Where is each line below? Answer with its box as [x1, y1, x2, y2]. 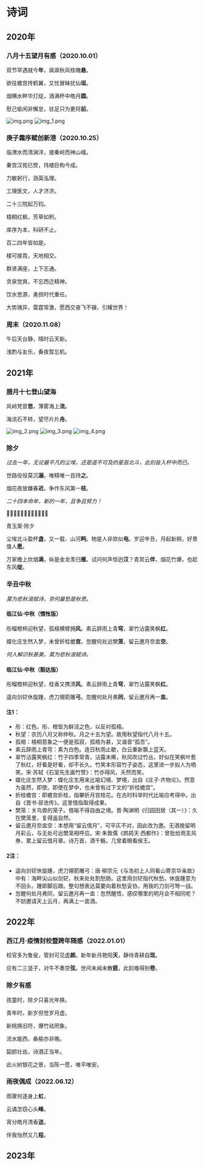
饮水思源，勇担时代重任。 [6, 291, 70, 298]
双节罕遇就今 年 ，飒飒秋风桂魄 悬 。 [6, 66, 92, 74]
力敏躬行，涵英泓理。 [6, 175, 59, 182]
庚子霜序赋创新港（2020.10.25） [6, 133, 103, 142]
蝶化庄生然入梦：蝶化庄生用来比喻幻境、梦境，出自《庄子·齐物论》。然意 [15, 776, 195, 783]
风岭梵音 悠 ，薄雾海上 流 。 [6, 403, 70, 410]
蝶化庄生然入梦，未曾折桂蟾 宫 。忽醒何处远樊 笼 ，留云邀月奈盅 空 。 [6, 637, 171, 645]
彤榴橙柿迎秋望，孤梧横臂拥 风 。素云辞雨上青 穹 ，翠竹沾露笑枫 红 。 [6, 625, 171, 632]
